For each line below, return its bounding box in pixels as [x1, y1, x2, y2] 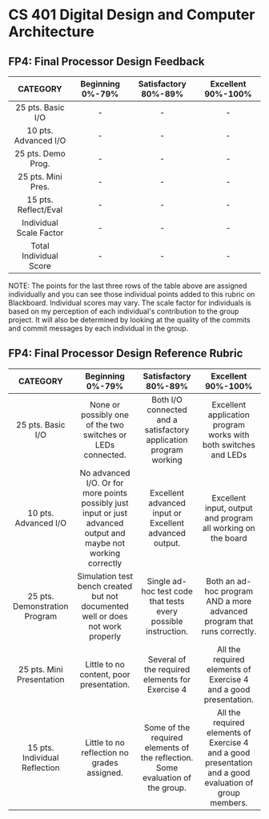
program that [203, 615, 254, 626]
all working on [203, 522, 255, 533]
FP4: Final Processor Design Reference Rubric [8, 347, 243, 360]
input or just [82, 507, 128, 518]
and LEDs [211, 449, 247, 460]
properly [89, 630, 122, 642]
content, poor [79, 668, 130, 679]
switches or [82, 429, 127, 440]
